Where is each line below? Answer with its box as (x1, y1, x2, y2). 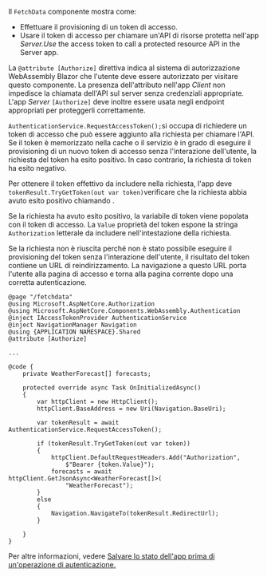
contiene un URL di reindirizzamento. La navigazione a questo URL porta (8, 261, 247, 270)
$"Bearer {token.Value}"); (65, 460, 155, 468)
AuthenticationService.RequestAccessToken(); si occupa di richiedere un (8, 121, 247, 130)
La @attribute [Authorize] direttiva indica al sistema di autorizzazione (8, 63, 241, 73)
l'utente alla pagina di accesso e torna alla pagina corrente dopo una (8, 269, 234, 279)
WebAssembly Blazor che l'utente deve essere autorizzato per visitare (8, 72, 239, 81)
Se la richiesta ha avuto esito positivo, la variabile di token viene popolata (8, 211, 249, 220)
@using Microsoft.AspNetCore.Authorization (8, 300, 155, 308)
